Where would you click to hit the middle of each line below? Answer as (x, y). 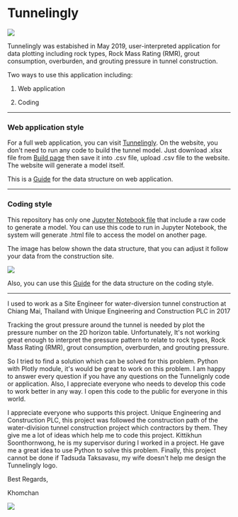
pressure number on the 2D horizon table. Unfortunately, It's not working (113, 332)
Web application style (46, 127)
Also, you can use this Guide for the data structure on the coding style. (110, 283)
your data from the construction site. (61, 256)
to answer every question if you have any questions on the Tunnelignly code (119, 376)
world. (17, 399)
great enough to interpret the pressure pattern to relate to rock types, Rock (117, 340)
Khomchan (23, 493)
